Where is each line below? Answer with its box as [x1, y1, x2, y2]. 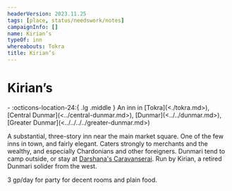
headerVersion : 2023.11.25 [7, 10, 87, 18]
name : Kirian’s [7, 30, 52, 37]
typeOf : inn [7, 37, 42, 44]
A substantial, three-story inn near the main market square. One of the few [7, 132, 224, 140]
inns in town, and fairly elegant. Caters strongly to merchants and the [7, 139, 208, 148]
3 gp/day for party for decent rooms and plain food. [7, 175, 157, 184]
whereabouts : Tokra [7, 43, 65, 50]
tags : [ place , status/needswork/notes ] [7, 17, 125, 24]
